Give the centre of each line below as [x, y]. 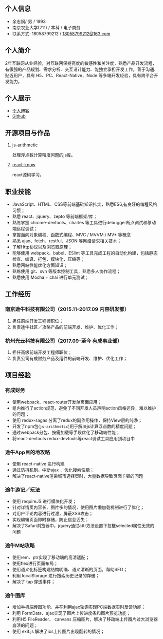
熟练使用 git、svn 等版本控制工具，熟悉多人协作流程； [66, 271]
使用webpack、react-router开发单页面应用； [57, 402]
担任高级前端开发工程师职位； [42, 352]
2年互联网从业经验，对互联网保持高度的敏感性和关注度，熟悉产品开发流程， [81, 63]
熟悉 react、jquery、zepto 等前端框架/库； [55, 216]
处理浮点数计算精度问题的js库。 [44, 155]
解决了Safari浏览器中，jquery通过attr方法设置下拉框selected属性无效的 [83, 526]
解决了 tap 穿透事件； [34, 581]
